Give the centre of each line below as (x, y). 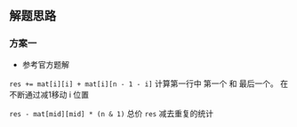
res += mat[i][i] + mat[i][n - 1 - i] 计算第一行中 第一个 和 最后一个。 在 (149, 83)
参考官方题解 (45, 64)
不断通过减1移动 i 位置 (49, 94)
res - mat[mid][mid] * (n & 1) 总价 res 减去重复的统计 (111, 113)
